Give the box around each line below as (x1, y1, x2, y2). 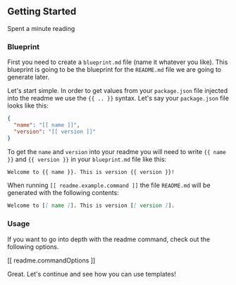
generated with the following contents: (7, 189, 120, 197)
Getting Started (7, 6, 77, 18)
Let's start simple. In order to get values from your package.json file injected (7, 87, 228, 95)
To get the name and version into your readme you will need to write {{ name (7, 147, 227, 156)
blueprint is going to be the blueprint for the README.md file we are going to (7, 65, 222, 74)
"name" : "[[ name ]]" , (13, 121, 80, 129)
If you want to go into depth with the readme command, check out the (7, 235, 211, 243)
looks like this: (7, 101, 49, 110)
